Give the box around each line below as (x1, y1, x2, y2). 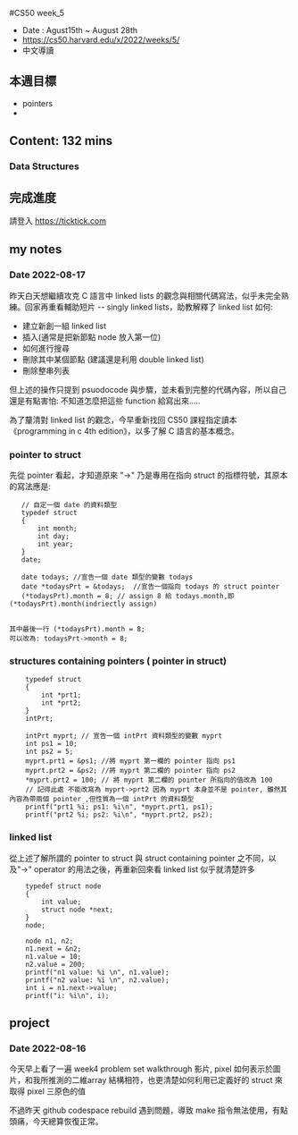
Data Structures (9, 160, 80, 173)
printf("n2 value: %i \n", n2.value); (25, 975, 170, 985)
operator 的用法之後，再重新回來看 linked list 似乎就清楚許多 (34, 863, 256, 875)
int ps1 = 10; (25, 740, 78, 749)
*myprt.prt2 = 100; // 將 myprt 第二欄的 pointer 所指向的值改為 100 (25, 775, 273, 785)
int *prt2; (41, 699, 82, 707)
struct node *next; (41, 905, 114, 914)
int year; (37, 539, 74, 548)
